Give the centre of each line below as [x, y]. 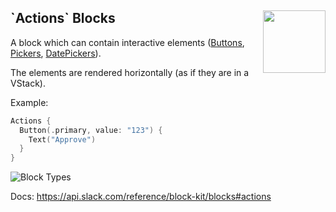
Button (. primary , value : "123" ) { [91, 130]
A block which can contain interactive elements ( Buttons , [127, 42]
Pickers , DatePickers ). [56, 53]
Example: [29, 102]
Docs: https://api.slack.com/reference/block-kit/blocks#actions [141, 197]
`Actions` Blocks [63, 18]
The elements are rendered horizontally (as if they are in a [130, 72]
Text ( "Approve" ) [62, 139]
